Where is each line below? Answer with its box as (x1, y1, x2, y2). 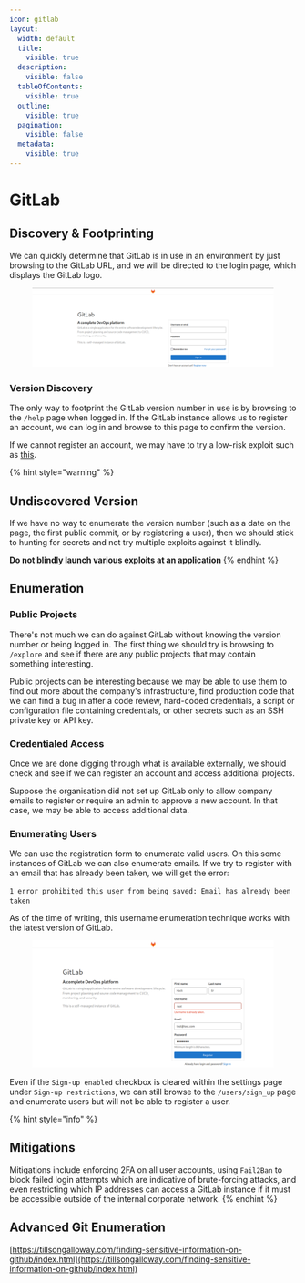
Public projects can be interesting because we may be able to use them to (9, 676, 288, 687)
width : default (17, 34, 76, 43)
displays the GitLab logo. (9, 269, 103, 280)
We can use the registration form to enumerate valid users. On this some (9, 848, 282, 859)
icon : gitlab (9, 15, 59, 24)
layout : (9, 24, 39, 34)
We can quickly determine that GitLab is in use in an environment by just (9, 250, 280, 261)
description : (17, 63, 67, 72)
